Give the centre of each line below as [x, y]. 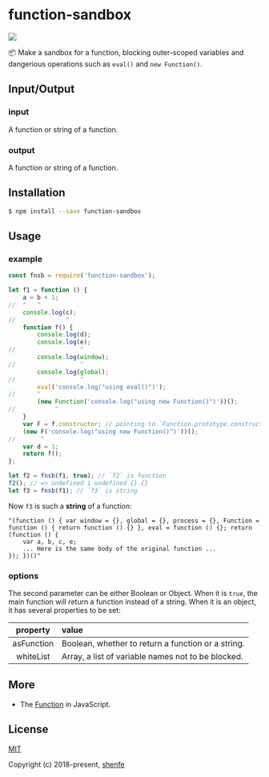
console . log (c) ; [50, 312]
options [24, 576]
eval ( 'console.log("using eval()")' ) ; [102, 387]
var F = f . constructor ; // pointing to [89, 424]
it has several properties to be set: [65, 610]
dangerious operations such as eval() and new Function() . [105, 64]
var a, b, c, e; [50, 541]
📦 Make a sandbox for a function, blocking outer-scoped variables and [126, 52]
